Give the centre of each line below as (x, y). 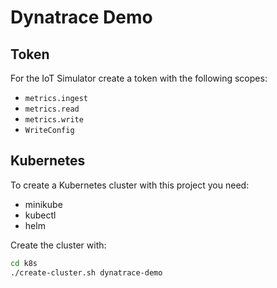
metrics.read (52, 109)
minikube (43, 204)
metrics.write (54, 120)
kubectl (40, 215)
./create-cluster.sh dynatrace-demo (86, 272)
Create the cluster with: (58, 245)
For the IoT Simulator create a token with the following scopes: (139, 78)
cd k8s (24, 263)
